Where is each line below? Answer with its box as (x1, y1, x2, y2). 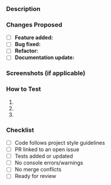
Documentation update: (14, 54, 75, 61)
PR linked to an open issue (14, 146, 80, 153)
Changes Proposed (6, 20, 63, 28)
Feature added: (14, 34, 53, 41)
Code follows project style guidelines (14, 139, 105, 146)
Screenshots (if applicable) (6, 69, 86, 77)
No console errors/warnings (14, 159, 84, 167)
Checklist (6, 126, 34, 134)
